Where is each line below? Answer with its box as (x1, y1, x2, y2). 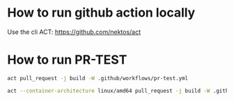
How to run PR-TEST (7, 52, 127, 68)
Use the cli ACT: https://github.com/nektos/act (7, 28, 141, 36)
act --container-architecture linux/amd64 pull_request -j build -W (7, 87, 210, 94)
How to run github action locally (7, 5, 196, 21)
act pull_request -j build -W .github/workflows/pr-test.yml (7, 75, 189, 82)
